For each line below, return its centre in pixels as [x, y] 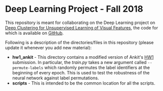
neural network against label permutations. [55, 78]
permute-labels [28, 68]
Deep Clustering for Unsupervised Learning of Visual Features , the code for [81, 27]
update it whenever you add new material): [48, 47]
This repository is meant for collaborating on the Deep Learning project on [80, 23]
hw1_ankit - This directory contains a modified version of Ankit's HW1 [83, 57]
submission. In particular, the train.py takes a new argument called [79, 62]
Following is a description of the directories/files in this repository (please [79, 42]
